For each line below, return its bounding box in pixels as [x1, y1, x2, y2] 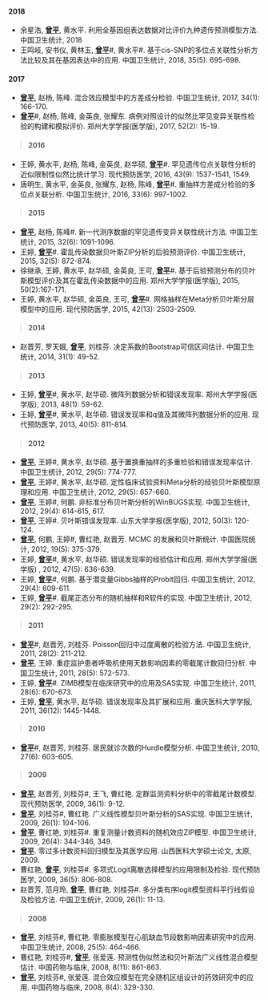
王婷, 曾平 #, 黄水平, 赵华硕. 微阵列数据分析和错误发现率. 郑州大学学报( [19, 390, 250, 399]
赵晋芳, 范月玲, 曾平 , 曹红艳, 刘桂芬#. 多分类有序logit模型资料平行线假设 [19, 885, 255, 894]
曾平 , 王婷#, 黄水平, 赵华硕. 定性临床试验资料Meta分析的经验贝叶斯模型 [19, 477, 254, 487]
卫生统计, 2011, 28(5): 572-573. [26, 668, 130, 678]
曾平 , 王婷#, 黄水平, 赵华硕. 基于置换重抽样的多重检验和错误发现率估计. [19, 457, 254, 467]
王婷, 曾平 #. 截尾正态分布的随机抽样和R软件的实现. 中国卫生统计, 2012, [19, 593, 253, 603]
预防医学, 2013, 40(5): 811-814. [26, 419, 128, 429]
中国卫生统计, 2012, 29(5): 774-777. [19, 468, 138, 477]
